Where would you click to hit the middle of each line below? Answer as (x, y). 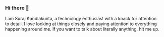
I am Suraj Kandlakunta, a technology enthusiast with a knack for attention (81, 19)
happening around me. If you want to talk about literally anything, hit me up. (82, 29)
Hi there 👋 (17, 8)
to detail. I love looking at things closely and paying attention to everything (81, 24)
